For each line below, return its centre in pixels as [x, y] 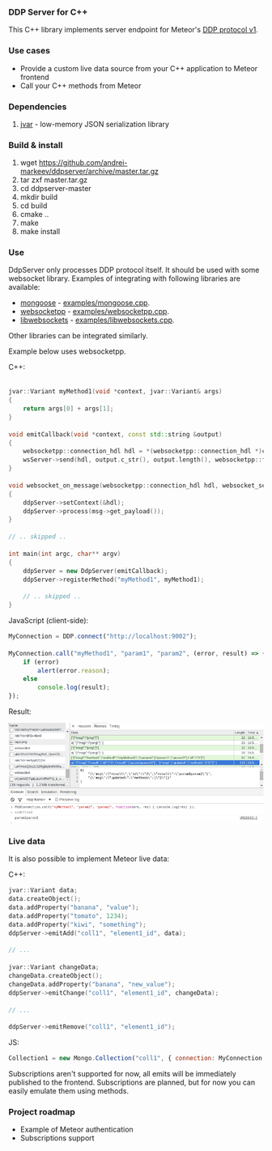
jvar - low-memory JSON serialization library [95, 124]
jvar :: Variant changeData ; [54, 967]
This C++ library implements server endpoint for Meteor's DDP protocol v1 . [134, 30]
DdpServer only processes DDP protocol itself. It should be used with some [134, 270]
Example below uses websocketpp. [68, 351]
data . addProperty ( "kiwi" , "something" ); [78, 924]
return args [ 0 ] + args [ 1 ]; [68, 409]
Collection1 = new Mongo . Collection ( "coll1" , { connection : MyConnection [136, 1059]
